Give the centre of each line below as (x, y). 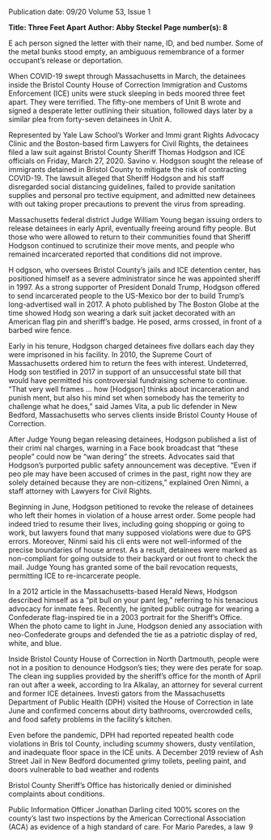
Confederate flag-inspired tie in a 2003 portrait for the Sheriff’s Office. (125, 617)
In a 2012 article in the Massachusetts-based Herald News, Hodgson (123, 591)
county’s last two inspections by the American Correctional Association (127, 818)
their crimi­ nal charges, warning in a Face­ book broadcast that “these (123, 448)
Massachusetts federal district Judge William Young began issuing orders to (135, 220)
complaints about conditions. (57, 794)
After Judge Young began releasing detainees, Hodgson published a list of (133, 439)
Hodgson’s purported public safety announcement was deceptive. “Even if (133, 465)
